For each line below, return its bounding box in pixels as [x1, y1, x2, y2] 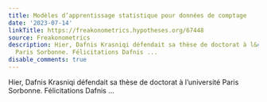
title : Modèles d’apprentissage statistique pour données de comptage [8, 11, 247, 20]
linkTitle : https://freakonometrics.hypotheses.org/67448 [8, 26, 204, 34]
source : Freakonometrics [8, 33, 91, 42]
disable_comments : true [8, 56, 87, 64]
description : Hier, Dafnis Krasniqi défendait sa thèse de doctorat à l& [8, 41, 258, 49]
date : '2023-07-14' [8, 19, 73, 27]
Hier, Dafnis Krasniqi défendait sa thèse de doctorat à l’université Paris [8, 77, 239, 87]
